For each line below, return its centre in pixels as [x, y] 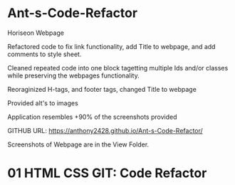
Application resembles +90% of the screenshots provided [92, 117]
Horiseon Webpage [36, 33]
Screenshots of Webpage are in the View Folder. [78, 144]
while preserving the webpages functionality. [74, 75]
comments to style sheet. [45, 54]
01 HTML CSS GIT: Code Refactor [107, 173]
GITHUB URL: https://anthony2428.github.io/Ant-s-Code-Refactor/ [105, 130]
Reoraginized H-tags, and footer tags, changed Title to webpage [102, 89]
